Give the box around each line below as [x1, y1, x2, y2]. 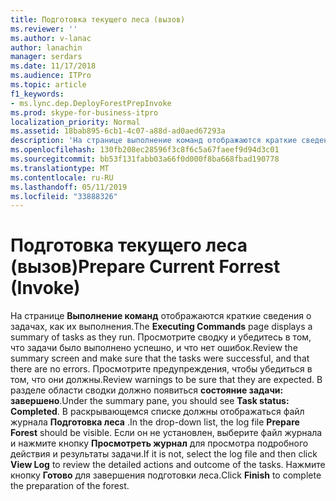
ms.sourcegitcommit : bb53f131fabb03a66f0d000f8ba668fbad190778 [10, 154, 280, 164]
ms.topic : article [10, 80, 87, 90]
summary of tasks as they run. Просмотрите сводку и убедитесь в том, [10, 331, 312, 343]
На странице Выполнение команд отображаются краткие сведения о [10, 310, 312, 322]
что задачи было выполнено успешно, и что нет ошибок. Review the [10, 342, 298, 354]
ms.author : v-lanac [10, 33, 92, 43]
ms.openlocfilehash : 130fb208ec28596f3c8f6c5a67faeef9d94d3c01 [10, 145, 280, 155]
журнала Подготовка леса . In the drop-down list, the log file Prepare [10, 416, 300, 428]
